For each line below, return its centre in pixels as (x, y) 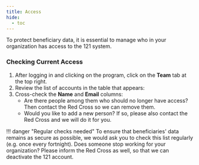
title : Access (24, 12)
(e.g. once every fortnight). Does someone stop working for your (86, 144)
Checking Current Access (45, 62)
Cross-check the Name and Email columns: (69, 94)
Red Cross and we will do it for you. (68, 119)
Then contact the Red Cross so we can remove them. (90, 107)
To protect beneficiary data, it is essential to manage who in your (86, 40)
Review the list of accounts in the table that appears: (80, 88)
